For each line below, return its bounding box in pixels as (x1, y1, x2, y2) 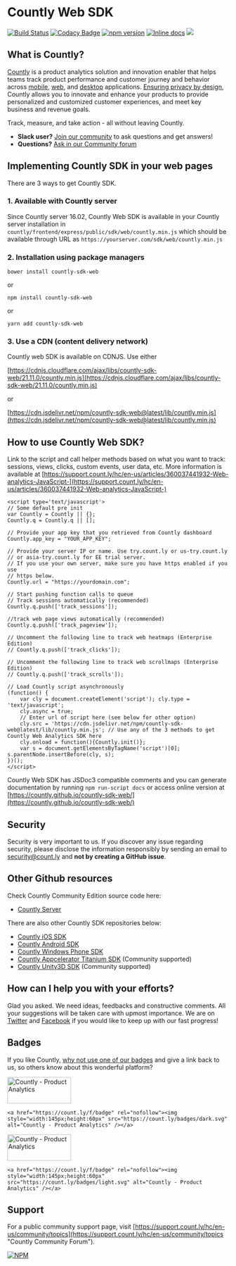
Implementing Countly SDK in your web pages (7, 160, 213, 173)
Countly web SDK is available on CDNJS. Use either (7, 353, 157, 361)
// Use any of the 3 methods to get (107, 727, 216, 734)
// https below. (7, 572, 55, 579)
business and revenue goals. (7, 105, 91, 113)
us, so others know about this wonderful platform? (7, 1063, 153, 1071)
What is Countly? (7, 49, 84, 61)
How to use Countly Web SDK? (7, 436, 145, 448)
